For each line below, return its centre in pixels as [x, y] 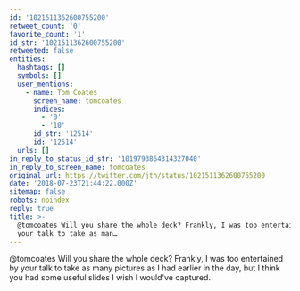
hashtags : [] [42, 68]
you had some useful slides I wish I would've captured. [110, 278]
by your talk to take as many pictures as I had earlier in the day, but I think [145, 268]
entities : [28, 59]
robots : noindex [39, 200]
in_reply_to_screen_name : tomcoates [77, 167]
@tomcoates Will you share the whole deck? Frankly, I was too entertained [146, 259]
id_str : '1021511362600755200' [67, 42]
